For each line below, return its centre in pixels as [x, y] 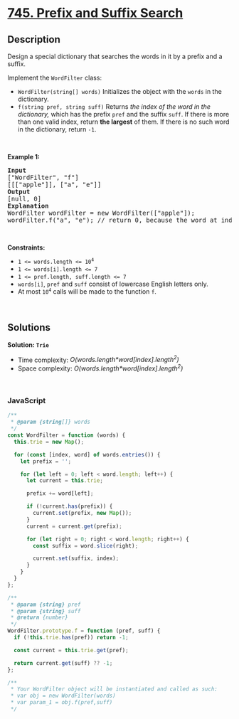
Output [19, 192]
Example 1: [24, 157]
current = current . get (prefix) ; [74, 526]
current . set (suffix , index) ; [76, 559]
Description [34, 39]
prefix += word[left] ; [60, 494]
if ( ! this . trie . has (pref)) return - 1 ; [71, 638]
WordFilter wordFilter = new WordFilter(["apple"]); [101, 213]
